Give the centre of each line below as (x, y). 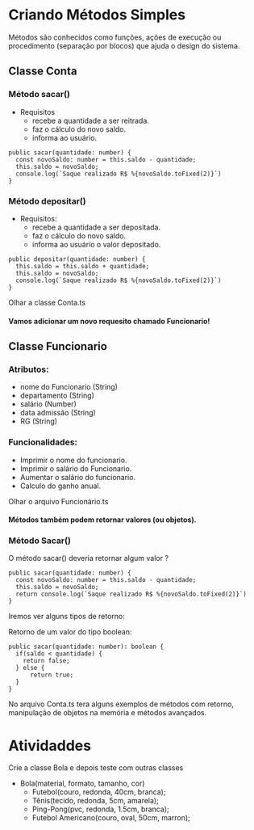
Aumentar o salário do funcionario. (77, 477)
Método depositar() (47, 201)
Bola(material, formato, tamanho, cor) (82, 784)
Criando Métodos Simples (97, 15)
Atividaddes (50, 746)
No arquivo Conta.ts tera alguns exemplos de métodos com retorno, (121, 704)
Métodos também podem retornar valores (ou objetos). (102, 520)
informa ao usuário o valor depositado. (96, 244)
